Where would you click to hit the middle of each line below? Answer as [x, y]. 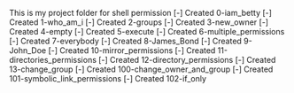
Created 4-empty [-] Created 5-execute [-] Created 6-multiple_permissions [147, 31]
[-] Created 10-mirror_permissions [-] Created [132, 50]
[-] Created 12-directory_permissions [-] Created [187, 60]
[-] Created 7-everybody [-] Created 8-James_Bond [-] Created [125, 41]
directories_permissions [53, 60]
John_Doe [28, 50]
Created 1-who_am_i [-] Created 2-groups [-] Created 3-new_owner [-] [139, 22]
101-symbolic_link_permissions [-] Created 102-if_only [108, 78]
